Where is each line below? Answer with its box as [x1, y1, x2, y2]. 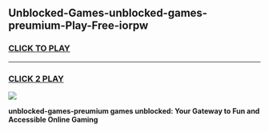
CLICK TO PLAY [8, 43, 70, 54]
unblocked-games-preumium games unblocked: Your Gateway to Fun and [8, 106, 260, 115]
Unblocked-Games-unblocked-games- [8, 6, 208, 20]
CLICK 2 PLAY [8, 73, 64, 84]
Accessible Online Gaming [8, 114, 98, 124]
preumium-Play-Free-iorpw [8, 19, 149, 33]
